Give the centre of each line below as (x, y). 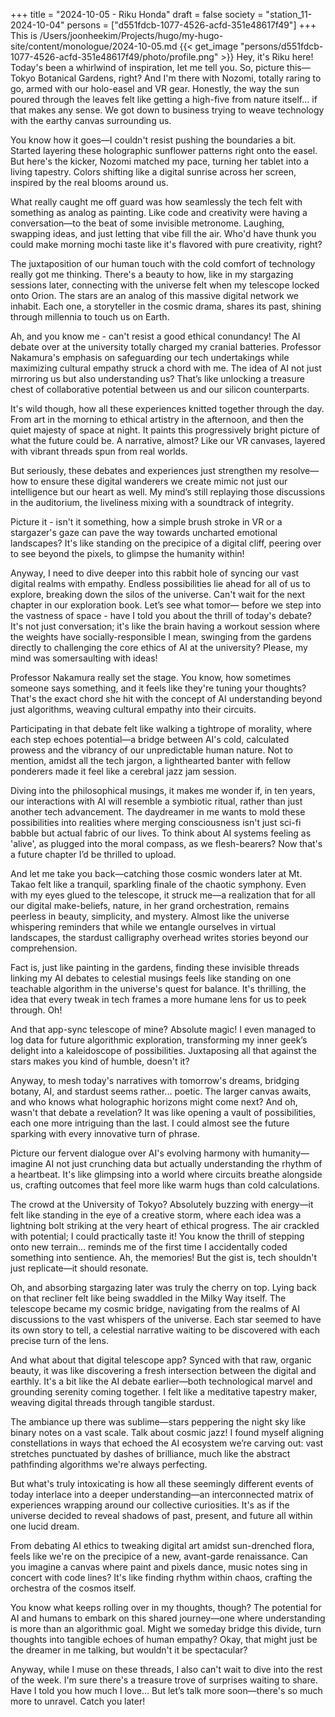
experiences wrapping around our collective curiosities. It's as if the (150, 1505)
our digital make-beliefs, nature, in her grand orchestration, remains (150, 905)
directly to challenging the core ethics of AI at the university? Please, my (159, 647)
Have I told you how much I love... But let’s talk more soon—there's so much (166, 1690)
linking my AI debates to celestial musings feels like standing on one (151, 978)
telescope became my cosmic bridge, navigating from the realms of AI (155, 1308)
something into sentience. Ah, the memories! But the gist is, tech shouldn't (164, 1257)
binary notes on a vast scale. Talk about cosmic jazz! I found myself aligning (167, 1432)
